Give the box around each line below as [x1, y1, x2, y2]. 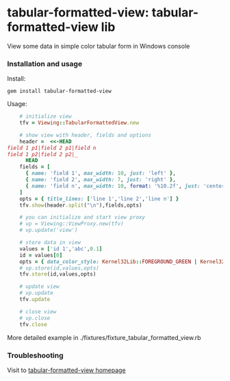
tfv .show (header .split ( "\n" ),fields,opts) [19, 202, 142, 209]
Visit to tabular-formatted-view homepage [7, 366, 126, 374]
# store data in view [19, 239, 81, 246]
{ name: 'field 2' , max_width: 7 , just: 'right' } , [25, 176, 176, 183]
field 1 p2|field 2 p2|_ [7, 150, 78, 158]
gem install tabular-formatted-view [7, 88, 112, 95]
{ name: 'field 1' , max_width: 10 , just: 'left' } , [25, 170, 176, 177]
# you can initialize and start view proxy [19, 214, 146, 221]
